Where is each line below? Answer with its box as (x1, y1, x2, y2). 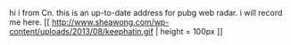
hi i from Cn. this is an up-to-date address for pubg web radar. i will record (9, 8, 283, 18)
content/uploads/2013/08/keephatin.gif (9, 26, 154, 36)
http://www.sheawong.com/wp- (52, 17, 170, 27)
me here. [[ (9, 17, 51, 27)
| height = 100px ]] (154, 26, 223, 36)
